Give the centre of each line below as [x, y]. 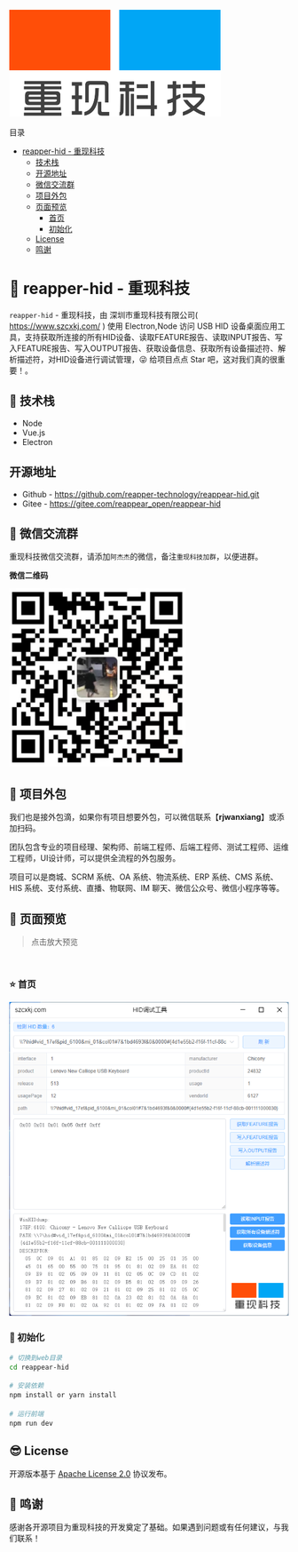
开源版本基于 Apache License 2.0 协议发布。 [90, 1473]
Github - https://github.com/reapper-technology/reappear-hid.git [141, 494]
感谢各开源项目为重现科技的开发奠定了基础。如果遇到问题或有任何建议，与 [145, 1527]
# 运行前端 [27, 1414]
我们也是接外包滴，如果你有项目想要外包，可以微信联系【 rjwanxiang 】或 [143, 817]
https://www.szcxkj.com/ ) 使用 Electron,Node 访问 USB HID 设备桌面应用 [143, 326]
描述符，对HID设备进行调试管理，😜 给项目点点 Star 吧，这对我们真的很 [147, 359]
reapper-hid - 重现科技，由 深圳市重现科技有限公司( [104, 314]
